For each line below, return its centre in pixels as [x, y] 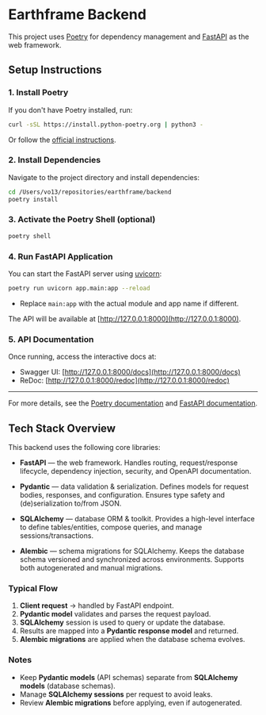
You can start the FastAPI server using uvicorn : [85, 274]
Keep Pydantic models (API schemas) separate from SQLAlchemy [129, 677]
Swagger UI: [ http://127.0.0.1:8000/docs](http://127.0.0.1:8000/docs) [130, 372]
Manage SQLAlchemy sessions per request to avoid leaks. [116, 694]
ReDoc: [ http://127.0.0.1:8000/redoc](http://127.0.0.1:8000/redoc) [124, 381]
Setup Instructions [55, 70]
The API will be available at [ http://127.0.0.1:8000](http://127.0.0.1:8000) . [125, 318]
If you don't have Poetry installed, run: [70, 110]
